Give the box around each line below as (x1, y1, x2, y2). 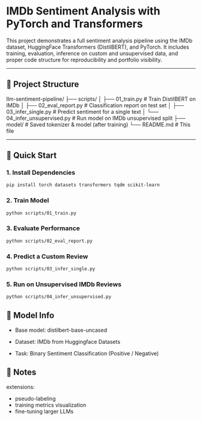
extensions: (6, 383, 35, 390)
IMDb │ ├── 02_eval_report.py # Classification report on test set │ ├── (6, 101, 185, 109)
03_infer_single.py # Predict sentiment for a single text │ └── (6, 108, 159, 115)
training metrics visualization (14, 401, 87, 408)
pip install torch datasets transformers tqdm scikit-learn (6, 182, 161, 188)
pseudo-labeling (14, 394, 56, 402)
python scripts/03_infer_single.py (6, 266, 96, 272)
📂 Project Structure (6, 80, 79, 90)
